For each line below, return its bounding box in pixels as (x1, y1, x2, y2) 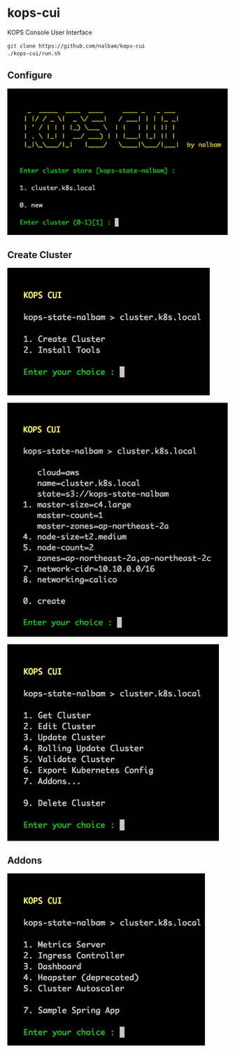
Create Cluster (7, 249, 73, 261)
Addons (7, 854, 43, 867)
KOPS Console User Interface (7, 28, 92, 36)
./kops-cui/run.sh (7, 50, 61, 57)
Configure (7, 69, 52, 81)
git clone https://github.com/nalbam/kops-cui (7, 42, 145, 50)
